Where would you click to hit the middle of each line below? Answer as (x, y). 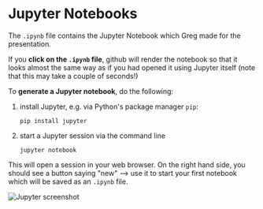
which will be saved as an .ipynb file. (68, 181)
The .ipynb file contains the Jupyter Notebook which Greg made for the (125, 35)
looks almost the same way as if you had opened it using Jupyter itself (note (132, 67)
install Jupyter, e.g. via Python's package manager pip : (109, 106)
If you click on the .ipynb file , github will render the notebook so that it (123, 59)
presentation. (30, 43)
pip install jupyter (53, 121)
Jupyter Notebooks (73, 14)
